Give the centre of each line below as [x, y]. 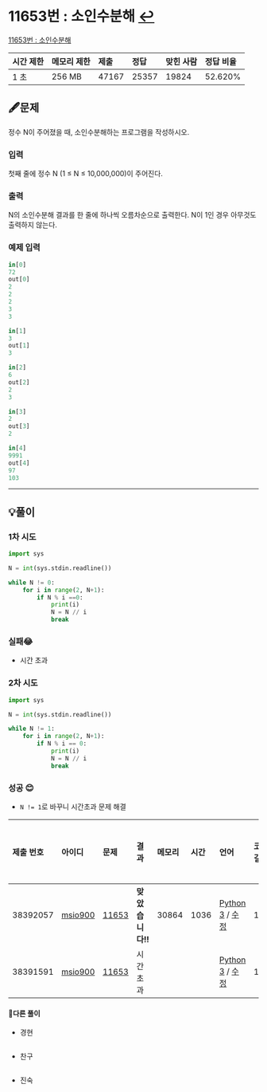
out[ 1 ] [19, 346]
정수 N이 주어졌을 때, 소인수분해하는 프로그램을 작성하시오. [99, 132]
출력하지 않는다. [33, 225]
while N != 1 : [32, 729]
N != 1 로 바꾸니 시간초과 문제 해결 [73, 807]
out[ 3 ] [19, 426]
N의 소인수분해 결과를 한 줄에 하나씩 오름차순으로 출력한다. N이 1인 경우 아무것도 [132, 215]
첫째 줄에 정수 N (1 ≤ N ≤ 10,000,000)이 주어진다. [85, 174]
